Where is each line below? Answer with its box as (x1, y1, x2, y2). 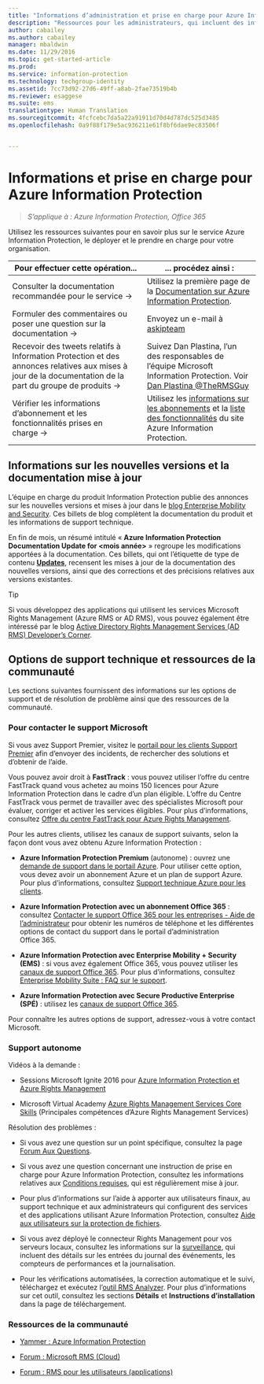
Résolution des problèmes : (8, 1123, 97, 1132)
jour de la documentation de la (12, 370, 124, 381)
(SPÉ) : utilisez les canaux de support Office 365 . (19, 999, 179, 1008)
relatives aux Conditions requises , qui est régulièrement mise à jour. (19, 1178, 240, 1187)
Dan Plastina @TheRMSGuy (146, 379, 250, 390)
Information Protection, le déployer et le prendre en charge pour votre (8, 235, 234, 245)
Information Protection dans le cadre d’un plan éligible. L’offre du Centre (8, 789, 242, 798)
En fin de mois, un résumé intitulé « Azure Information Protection (8, 532, 222, 542)
